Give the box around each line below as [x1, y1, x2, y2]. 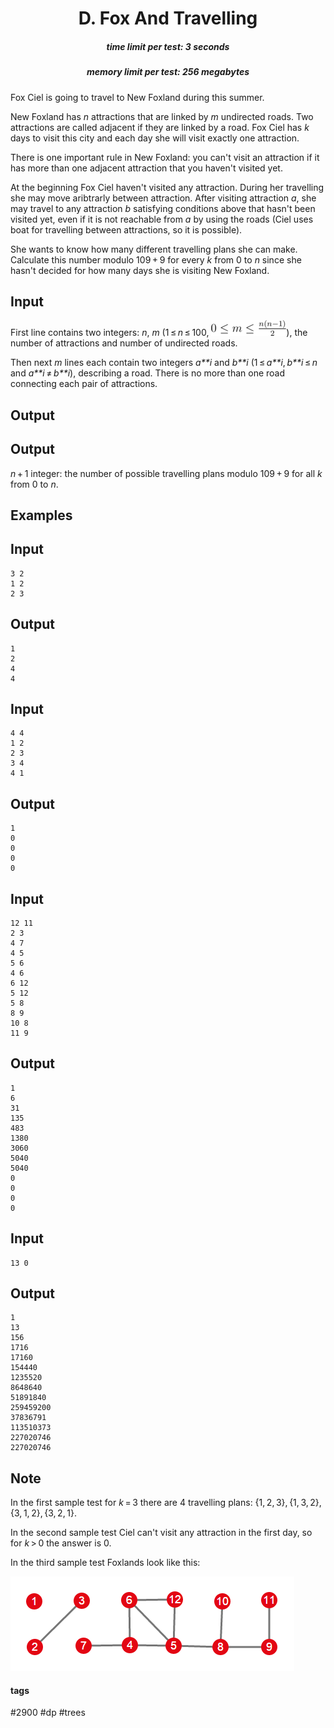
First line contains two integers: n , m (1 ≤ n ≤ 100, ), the [10, 327, 308, 339]
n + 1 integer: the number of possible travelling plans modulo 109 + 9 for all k [10, 467, 323, 479]
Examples [10, 507, 73, 524]
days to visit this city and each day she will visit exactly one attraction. [10, 132, 300, 144]
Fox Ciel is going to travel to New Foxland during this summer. [10, 91, 265, 103]
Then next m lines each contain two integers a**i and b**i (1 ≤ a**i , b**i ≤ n [10, 357, 318, 369]
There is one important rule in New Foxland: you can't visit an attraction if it [10, 151, 320, 163]
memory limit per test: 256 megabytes [86, 66, 250, 78]
